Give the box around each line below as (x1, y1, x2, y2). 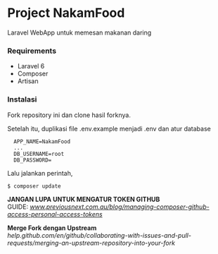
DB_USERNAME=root (13, 150, 65, 157)
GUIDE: (7, 202, 29, 211)
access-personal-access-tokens (7, 210, 103, 219)
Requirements (7, 46, 57, 56)
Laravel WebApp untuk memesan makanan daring (7, 28, 152, 37)
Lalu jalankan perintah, (7, 169, 73, 177)
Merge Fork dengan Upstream (7, 224, 97, 232)
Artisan (17, 77, 39, 85)
